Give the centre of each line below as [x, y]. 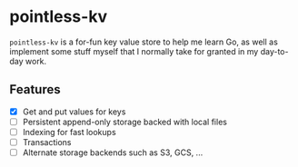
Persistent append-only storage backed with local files [124, 122]
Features [35, 89]
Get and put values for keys [74, 112]
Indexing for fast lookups [69, 132]
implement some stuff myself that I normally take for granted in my [134, 51]
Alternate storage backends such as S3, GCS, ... [113, 152]
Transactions [47, 142]
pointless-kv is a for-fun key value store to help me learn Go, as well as [144, 42]
